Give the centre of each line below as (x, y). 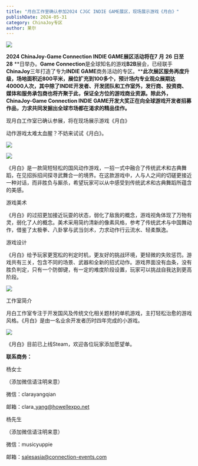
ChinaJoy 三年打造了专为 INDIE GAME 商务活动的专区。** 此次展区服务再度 (95, 71)
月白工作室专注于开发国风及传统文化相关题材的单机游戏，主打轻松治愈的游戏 (99, 313)
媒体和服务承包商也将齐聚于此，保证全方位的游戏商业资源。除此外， (89, 93)
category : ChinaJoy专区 (34, 22)
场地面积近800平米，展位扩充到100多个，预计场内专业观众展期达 (96, 79)
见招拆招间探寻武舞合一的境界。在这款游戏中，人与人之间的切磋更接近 (107, 175)
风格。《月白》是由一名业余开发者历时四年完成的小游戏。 (75, 321)
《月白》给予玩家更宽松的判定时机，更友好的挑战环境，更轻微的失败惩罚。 (96, 255)
